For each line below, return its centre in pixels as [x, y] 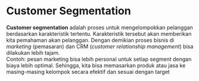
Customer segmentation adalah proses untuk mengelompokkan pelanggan [100, 27]
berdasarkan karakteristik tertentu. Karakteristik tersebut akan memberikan [99, 33]
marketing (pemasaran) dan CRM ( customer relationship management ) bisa [100, 46]
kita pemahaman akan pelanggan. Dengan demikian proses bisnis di [90, 40]
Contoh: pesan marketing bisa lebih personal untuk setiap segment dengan [99, 59]
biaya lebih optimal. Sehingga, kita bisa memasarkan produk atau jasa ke [96, 65]
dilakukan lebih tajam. [33, 52]
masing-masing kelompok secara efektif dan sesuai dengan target [88, 71]
